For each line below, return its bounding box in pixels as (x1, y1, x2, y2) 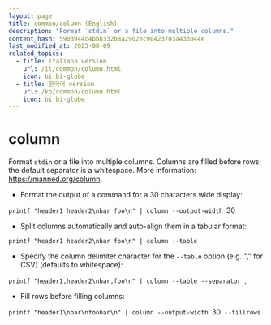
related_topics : (8, 50, 63, 58)
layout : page (8, 11, 53, 20)
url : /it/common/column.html (23, 65, 122, 73)
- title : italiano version (15, 58, 107, 66)
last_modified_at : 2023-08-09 (8, 42, 111, 50)
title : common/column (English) (8, 19, 118, 28)
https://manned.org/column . (8, 174, 103, 184)
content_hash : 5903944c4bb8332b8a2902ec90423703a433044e (8, 34, 205, 43)
